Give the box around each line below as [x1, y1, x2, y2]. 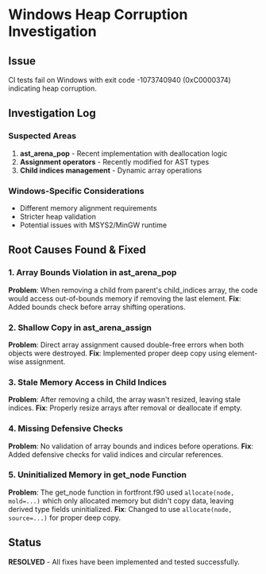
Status [8, 536, 42, 549]
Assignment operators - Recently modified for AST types [19, 157, 210, 166]
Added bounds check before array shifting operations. [8, 302, 186, 312]
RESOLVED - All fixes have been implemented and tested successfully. [8, 557, 240, 566]
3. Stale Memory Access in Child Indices [8, 376, 167, 387]
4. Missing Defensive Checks [8, 423, 123, 434]
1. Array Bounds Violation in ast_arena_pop [8, 267, 177, 278]
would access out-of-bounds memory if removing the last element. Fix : [8, 293, 241, 303]
